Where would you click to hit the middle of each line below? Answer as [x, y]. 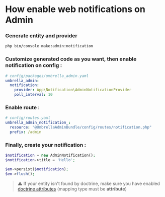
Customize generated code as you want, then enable [71, 59]
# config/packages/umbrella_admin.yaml [47, 76]
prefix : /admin [26, 132]
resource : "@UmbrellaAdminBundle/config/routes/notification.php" [81, 127]
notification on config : [34, 65]
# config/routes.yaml [28, 118]
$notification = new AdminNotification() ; [50, 155]
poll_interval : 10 [33, 95]
